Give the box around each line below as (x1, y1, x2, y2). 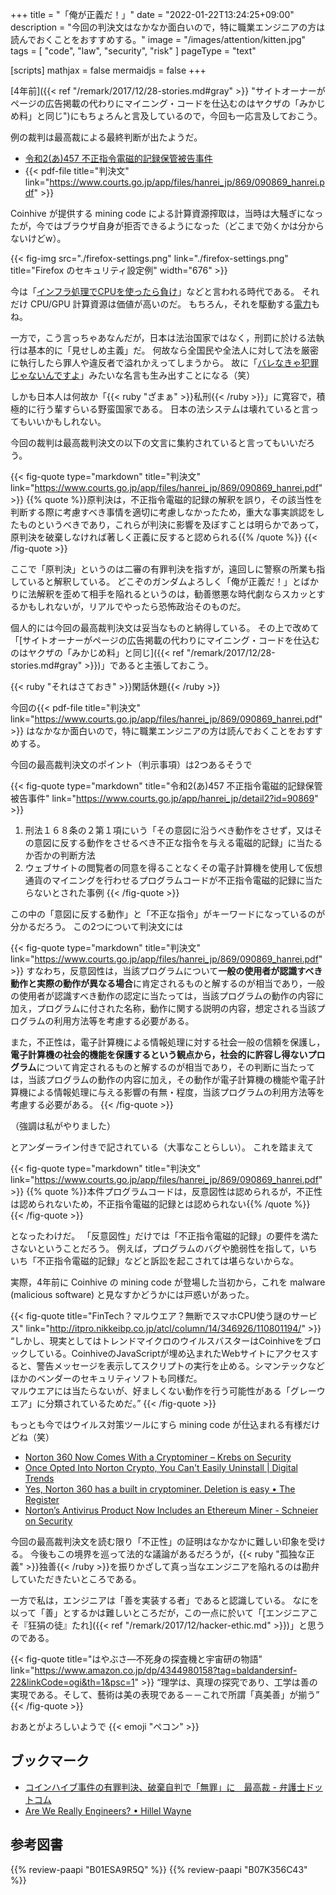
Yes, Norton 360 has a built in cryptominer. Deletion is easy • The (24, 1483, 296, 1495)
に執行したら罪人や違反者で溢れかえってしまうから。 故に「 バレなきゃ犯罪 (10, 357, 320, 368)
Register (24, 1494, 60, 1505)
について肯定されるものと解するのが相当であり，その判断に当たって (36, 1061, 316, 1073)
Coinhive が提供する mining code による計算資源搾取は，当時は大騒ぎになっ (10, 208, 324, 219)
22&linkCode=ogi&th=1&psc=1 (10, 1676, 135, 1688)
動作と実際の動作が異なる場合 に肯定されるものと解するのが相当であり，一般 (10, 978, 325, 989)
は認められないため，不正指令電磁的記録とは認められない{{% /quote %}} (10, 1198, 311, 1210)
